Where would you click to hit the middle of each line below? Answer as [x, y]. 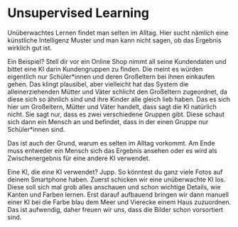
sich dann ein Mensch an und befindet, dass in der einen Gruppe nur [108, 121]
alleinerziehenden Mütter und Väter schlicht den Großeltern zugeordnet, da [117, 92]
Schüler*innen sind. [36, 129]
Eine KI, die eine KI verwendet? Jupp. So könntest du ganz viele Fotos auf [115, 172]
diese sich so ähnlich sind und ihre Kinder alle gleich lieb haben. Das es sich [119, 99]
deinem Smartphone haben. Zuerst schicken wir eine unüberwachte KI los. [117, 179]
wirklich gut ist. [29, 48]
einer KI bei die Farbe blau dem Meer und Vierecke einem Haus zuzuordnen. [119, 202]
